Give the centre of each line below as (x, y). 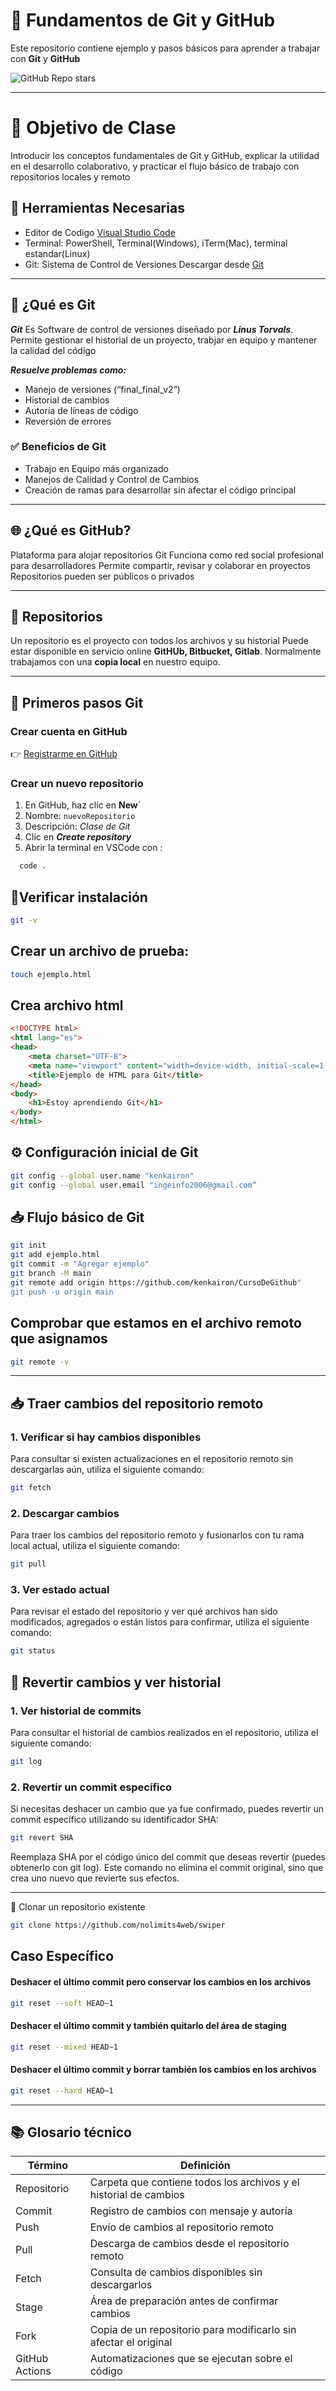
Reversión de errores (68, 421)
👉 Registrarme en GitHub (64, 754)
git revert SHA (42, 1838)
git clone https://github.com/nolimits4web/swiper (118, 1925)
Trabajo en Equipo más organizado (96, 468)
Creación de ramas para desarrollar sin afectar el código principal (160, 490)
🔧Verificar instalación (79, 897)
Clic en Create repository (78, 837)
